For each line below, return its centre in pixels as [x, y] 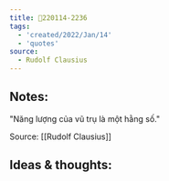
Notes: [29, 97]
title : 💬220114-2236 [49, 18]
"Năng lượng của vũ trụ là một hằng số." [85, 118]
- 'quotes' [38, 43]
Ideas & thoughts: [61, 165]
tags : [20, 26]
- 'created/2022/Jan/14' [65, 35]
